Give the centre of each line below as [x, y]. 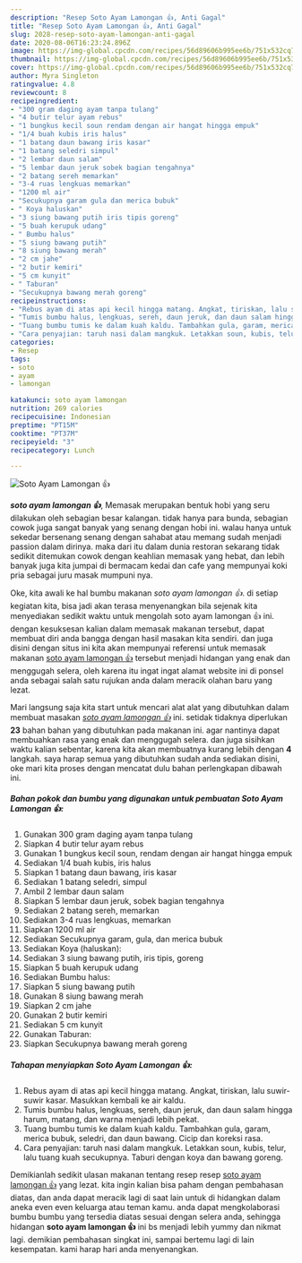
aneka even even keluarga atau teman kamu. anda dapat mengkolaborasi [145, 1207]
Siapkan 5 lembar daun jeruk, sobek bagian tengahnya [124, 901]
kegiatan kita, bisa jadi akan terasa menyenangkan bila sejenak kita [134, 606]
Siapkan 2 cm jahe [57, 1006]
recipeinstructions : [49, 301]
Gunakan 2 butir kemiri [65, 1015]
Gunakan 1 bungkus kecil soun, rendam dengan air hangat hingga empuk [158, 854]
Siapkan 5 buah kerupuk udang [81, 967]
